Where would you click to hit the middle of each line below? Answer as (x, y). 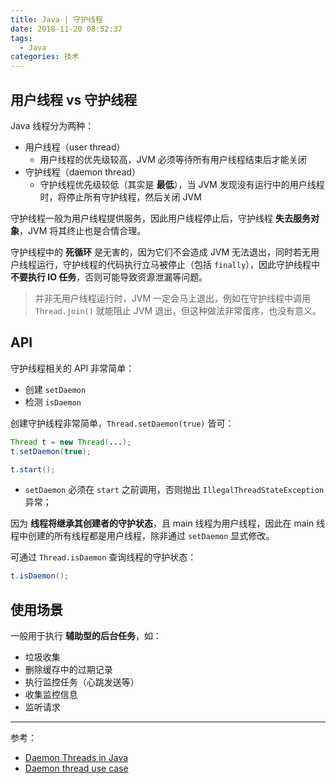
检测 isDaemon (53, 402)
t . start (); (33, 469)
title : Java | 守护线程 (56, 19)
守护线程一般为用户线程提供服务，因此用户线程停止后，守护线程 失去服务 (160, 218)
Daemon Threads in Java (76, 758)
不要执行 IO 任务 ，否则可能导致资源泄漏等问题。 (109, 277)
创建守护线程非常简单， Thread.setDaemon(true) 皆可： (122, 423)
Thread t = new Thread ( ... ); (71, 442)
